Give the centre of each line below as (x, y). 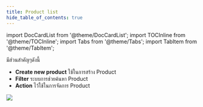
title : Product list (33, 12)
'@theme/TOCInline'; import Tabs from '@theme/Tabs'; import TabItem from (102, 41)
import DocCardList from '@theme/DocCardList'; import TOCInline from (96, 35)
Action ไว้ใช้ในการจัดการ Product (52, 85)
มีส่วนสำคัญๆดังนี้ (23, 60)
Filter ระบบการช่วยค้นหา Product (51, 78)
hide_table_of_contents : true (45, 18)
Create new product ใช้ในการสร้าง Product (66, 72)
